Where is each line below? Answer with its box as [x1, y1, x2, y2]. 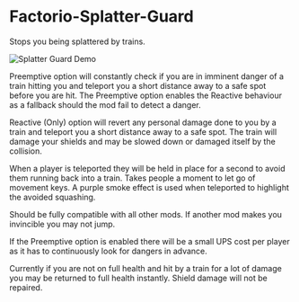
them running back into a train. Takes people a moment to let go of [9, 173, 256, 183]
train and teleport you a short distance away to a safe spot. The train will [9, 126, 277, 137]
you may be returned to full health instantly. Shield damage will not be [9, 272, 268, 283]
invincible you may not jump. [9, 218, 116, 229]
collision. [9, 146, 43, 156]
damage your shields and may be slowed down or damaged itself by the [9, 136, 276, 147]
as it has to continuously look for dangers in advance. [9, 245, 208, 256]
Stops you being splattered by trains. [9, 36, 145, 47]
